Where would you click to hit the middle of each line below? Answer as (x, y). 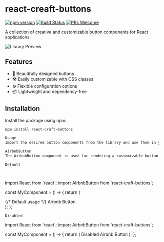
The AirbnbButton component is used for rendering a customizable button (82, 156)
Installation (22, 109)
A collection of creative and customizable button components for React (77, 32)
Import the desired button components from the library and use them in (81, 143)
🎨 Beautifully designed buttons (43, 74)
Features (19, 62)
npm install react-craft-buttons (39, 129)
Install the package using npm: (36, 120)
